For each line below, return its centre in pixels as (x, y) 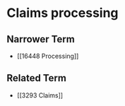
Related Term (36, 78)
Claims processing (63, 13)
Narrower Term (41, 39)
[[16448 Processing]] (48, 56)
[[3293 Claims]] (40, 95)
